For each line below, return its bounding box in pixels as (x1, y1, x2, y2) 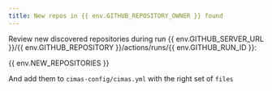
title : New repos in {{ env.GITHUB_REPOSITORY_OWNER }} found (8, 11, 223, 20)
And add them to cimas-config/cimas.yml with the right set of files (8, 73, 234, 83)
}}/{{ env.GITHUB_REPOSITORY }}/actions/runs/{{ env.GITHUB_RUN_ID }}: (8, 42, 257, 52)
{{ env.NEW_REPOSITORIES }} (8, 58, 110, 68)
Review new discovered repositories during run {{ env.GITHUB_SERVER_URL (8, 34, 264, 43)
